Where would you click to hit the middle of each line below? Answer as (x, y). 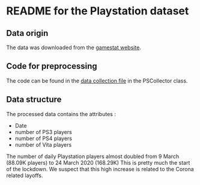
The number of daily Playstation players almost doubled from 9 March (93, 156)
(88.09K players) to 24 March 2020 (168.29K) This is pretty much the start (98, 162)
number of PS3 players (43, 132)
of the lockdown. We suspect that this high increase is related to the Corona (100, 169)
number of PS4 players (44, 138)
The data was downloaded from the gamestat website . (74, 47)
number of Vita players (43, 144)
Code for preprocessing (52, 66)
